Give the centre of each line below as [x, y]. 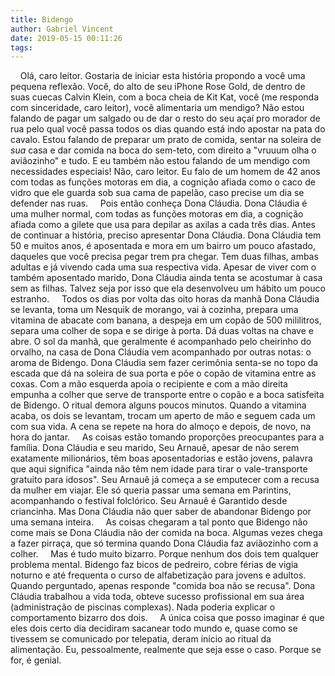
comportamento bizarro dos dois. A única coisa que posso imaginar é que [167, 618]
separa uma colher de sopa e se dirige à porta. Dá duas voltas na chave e [162, 331]
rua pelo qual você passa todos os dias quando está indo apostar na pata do [168, 129]
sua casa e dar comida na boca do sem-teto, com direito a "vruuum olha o [163, 150]
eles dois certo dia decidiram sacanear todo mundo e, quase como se [154, 628]
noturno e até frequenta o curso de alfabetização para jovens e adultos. [158, 575]
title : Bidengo [42, 19]
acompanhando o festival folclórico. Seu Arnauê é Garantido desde [149, 501]
